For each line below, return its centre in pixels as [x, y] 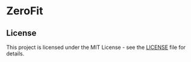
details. [15, 54]
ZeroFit [25, 11]
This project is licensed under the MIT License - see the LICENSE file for [96, 47]
